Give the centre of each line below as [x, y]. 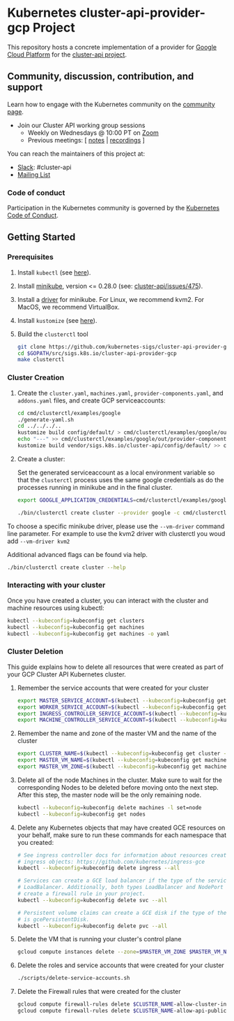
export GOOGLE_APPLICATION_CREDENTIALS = [77, 500]
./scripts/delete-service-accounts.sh [73, 978]
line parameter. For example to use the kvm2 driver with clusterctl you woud [116, 533]
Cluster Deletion [36, 651]
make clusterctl [41, 360]
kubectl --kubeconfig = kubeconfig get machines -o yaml [88, 634]
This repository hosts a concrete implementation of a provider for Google [112, 47]
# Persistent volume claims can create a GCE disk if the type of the [122, 913]
